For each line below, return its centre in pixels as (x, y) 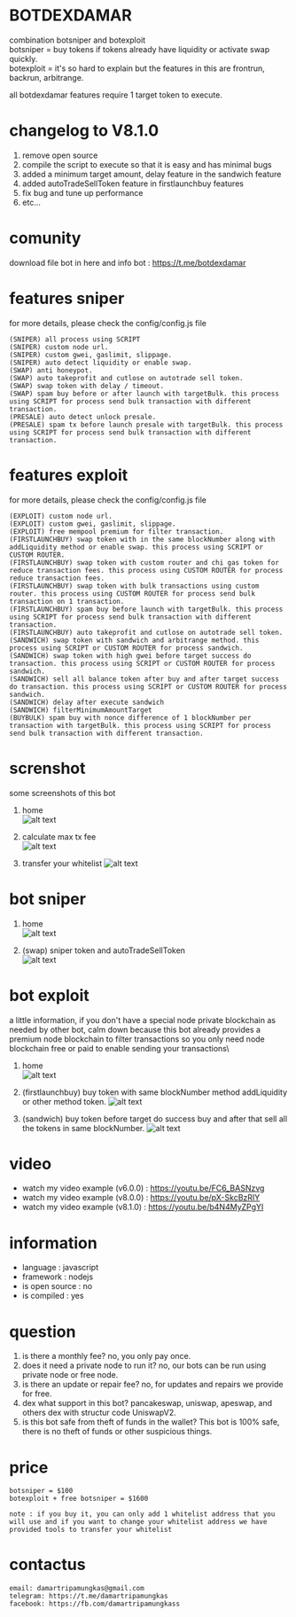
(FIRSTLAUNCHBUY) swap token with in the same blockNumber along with (142, 539)
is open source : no (57, 1286)
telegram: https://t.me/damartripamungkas (89, 1597)
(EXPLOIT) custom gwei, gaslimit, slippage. (93, 524)
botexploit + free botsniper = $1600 (79, 1499)
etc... (31, 202)
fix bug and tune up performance (82, 192)
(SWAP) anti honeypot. (51, 370)
